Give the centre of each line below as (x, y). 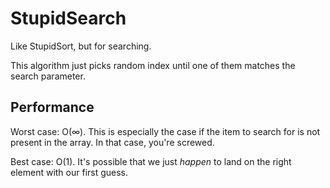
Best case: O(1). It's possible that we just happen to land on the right (151, 161)
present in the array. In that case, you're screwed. (112, 142)
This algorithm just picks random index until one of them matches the (153, 65)
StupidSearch (68, 18)
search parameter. (48, 76)
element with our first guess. (69, 172)
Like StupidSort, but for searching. (81, 46)
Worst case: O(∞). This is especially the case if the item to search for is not (165, 131)
